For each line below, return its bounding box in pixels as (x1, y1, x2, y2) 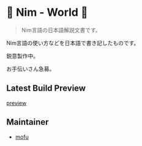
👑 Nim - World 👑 (6, 5, 88, 19)
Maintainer (6, 117, 49, 127)
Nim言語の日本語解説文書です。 (21, 26, 101, 33)
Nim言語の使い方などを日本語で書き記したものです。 (6, 39, 140, 46)
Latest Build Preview (6, 83, 86, 94)
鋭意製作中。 (6, 52, 39, 60)
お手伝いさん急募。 (6, 65, 55, 72)
